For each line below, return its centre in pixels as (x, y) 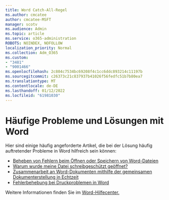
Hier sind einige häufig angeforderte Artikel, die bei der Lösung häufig (79, 145)
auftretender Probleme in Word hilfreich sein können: (61, 151)
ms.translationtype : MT (31, 81)
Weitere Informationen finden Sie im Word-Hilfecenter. (63, 192)
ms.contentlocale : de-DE (32, 86)
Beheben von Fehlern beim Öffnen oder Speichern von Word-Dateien (86, 161)
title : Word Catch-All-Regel (36, 10)
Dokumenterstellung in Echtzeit (46, 177)
